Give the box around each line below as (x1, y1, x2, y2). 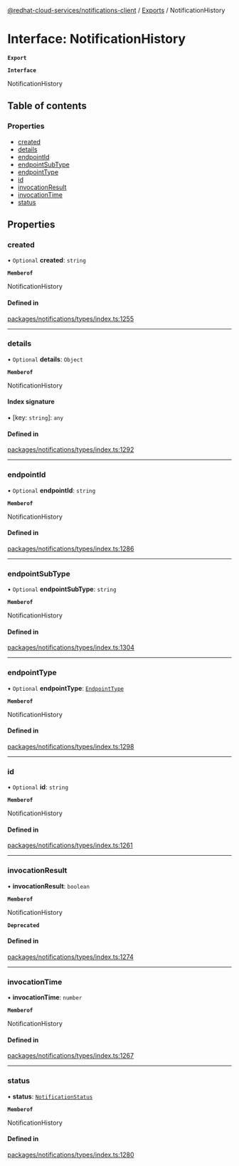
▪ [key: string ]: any (7, 413, 64, 422)
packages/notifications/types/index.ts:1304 (7, 643, 135, 652)
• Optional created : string (7, 256, 87, 265)
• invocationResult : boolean (7, 881, 90, 890)
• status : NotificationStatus (7, 1092, 93, 1101)
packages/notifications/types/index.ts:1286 (7, 544, 134, 553)
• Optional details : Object (7, 355, 83, 364)
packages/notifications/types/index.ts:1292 (7, 445, 134, 454)
